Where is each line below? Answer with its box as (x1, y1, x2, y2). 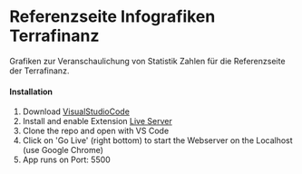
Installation (9, 86, 53, 97)
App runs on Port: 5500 (22, 154, 111, 165)
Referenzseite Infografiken (9, 6, 216, 27)
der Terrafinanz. (9, 65, 70, 76)
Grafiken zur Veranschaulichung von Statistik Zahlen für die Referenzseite (9, 55, 286, 66)
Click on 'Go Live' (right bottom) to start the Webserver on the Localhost (22, 135, 293, 146)
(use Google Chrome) (22, 145, 104, 156)
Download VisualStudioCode (22, 106, 130, 117)
